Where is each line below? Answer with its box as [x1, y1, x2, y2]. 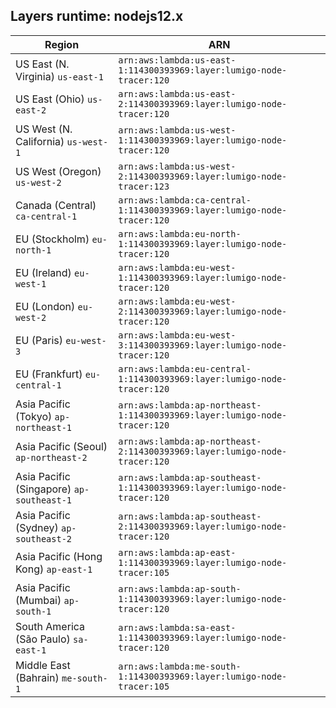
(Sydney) [15, 520, 59, 534]
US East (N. [15, 57, 70, 71]
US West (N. [15, 122, 73, 136]
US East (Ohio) [15, 92, 85, 106]
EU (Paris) [15, 333, 64, 347]
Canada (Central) [15, 198, 97, 212]
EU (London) [15, 299, 76, 313]
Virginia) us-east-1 [15, 69, 104, 83]
